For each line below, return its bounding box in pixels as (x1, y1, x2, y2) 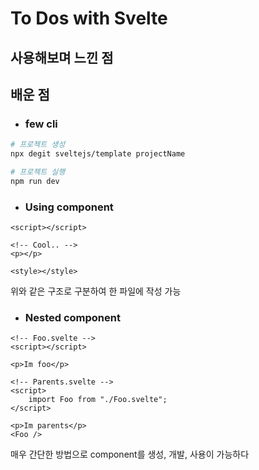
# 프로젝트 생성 (10, 140, 66, 150)
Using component (24, 200, 114, 214)
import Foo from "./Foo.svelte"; (28, 395, 168, 405)
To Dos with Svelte (10, 7, 168, 30)
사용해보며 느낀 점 (10, 49, 114, 66)
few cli (24, 117, 58, 131)
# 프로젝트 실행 (10, 167, 66, 177)
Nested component (24, 310, 121, 324)
